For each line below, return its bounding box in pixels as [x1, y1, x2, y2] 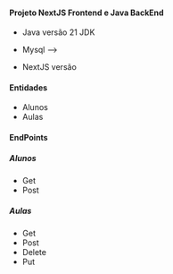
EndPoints [9, 133, 48, 142]
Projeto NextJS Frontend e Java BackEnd [9, 7, 164, 18]
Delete [21, 246, 47, 257]
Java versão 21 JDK [21, 27, 95, 38]
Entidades [9, 81, 48, 93]
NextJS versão [21, 62, 78, 73]
